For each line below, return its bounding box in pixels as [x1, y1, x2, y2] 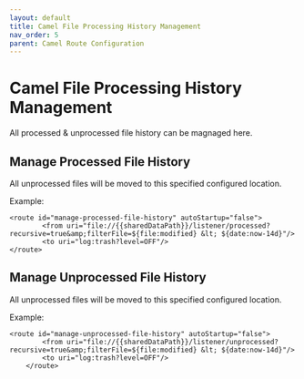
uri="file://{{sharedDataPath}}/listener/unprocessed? [66, 337, 279, 346]
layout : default [9, 13, 71, 23]
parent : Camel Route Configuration [9, 38, 145, 48]
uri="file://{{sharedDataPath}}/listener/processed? [66, 221, 271, 230]
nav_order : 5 [9, 30, 59, 39]
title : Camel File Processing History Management [9, 22, 202, 31]
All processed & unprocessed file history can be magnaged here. [9, 128, 253, 138]
